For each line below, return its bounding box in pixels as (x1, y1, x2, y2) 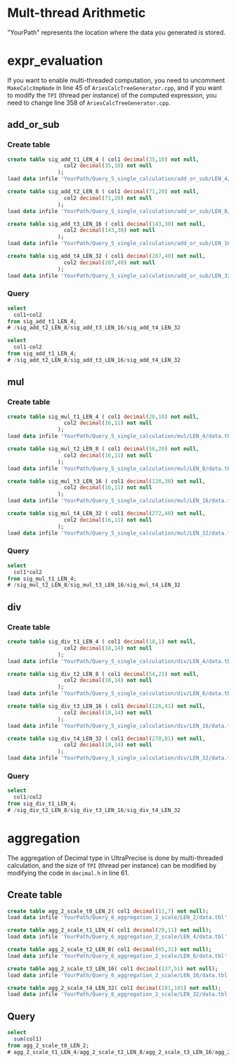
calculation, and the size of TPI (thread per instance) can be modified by (7, 861, 216, 869)
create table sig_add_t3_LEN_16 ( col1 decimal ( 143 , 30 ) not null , (7, 220, 206, 228)
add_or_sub (7, 119, 60, 131)
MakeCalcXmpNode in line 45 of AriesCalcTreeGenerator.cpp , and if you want (7, 83, 223, 92)
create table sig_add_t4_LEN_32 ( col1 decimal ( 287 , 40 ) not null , (7, 253, 206, 260)
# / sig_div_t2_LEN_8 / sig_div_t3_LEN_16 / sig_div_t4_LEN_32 (7, 807, 181, 814)
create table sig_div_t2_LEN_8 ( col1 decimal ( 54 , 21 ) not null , (7, 670, 199, 677)
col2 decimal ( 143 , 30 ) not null (63, 227, 156, 234)
